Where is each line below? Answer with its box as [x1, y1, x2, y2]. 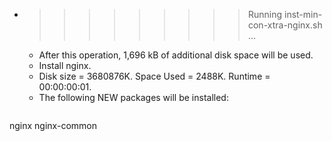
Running [247, 9, 283, 20]
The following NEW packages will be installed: [38, 92, 229, 103]
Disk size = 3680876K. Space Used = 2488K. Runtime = [38, 70, 271, 82]
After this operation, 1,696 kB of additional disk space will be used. [38, 49, 314, 61]
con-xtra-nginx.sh [247, 19, 323, 31]
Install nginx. [38, 60, 92, 71]
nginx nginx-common [9, 120, 97, 131]
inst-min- [283, 9, 323, 20]
